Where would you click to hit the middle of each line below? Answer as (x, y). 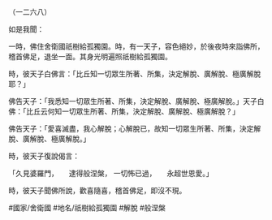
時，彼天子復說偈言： (44, 156)
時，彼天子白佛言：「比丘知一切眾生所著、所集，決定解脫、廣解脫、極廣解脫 (135, 74)
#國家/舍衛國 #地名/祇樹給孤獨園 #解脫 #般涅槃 (87, 208)
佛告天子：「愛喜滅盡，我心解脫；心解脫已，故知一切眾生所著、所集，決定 (131, 129)
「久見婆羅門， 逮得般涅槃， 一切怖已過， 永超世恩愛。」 (111, 173)
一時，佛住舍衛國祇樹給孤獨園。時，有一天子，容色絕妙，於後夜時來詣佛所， (136, 46)
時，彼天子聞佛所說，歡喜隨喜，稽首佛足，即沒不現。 (97, 190)
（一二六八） (30, 12)
